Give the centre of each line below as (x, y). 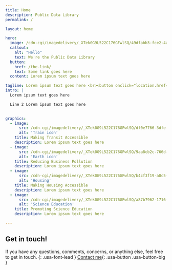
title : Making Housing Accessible (51, 185)
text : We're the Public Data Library (55, 57)
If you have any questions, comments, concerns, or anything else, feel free (84, 252)
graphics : (16, 119)
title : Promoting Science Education (54, 209)
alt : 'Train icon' (38, 133)
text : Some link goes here (43, 72)
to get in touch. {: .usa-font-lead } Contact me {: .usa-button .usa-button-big (85, 257)
